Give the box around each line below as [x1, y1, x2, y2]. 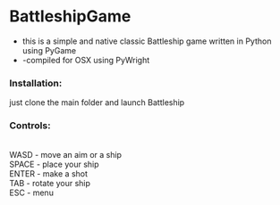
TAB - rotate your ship [9, 177, 91, 188]
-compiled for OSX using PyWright [21, 54, 150, 65]
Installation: [9, 77, 63, 89]
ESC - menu [9, 187, 54, 198]
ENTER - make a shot [9, 168, 88, 179]
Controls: [9, 119, 51, 132]
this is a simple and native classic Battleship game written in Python [21, 36, 272, 46]
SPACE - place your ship [9, 159, 100, 169]
